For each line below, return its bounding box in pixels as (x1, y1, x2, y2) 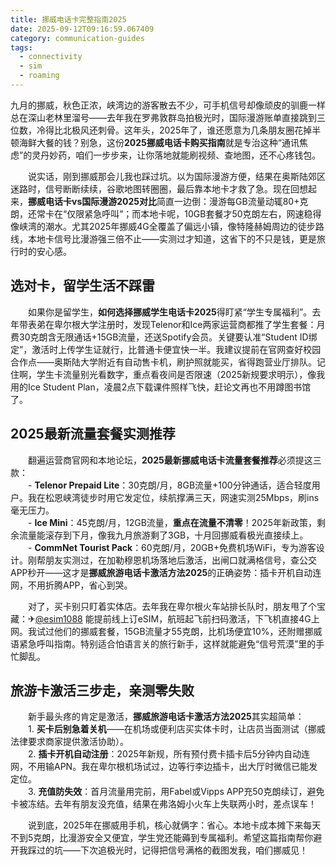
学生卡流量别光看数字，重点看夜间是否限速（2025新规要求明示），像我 (36, 368, 326, 380)
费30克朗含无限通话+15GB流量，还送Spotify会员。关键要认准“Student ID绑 (10, 331, 318, 343)
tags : (10, 42, 33, 53)
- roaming (19, 71, 60, 81)
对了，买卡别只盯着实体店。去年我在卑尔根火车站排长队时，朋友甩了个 (27, 600, 317, 612)
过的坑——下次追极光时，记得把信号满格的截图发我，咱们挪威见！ (36, 844, 308, 856)
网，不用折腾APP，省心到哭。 (10, 579, 133, 591)
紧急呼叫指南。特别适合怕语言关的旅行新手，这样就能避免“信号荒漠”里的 (18, 637, 317, 650)
